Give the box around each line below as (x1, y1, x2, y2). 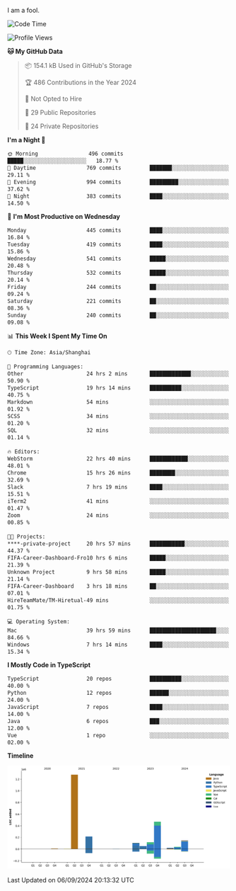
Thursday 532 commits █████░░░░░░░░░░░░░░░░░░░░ (7, 269, 230, 276)
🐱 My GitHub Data (7, 47, 64, 55)
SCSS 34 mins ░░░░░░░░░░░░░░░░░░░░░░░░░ (7, 413, 230, 420)
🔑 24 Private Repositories (24, 122, 99, 130)
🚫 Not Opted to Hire (24, 95, 83, 103)
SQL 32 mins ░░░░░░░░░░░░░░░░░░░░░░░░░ (7, 427, 230, 434)
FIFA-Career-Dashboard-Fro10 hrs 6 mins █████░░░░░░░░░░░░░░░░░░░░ (7, 555, 230, 562)
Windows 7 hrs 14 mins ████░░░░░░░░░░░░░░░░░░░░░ (7, 641, 230, 648)
